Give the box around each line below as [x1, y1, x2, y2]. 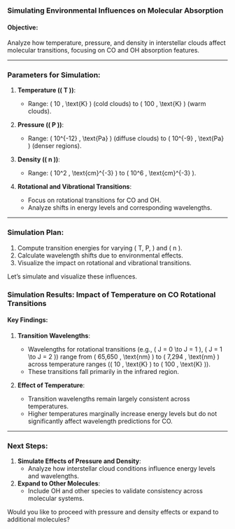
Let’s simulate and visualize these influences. [7, 272, 138, 281]
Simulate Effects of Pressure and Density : [17, 457, 141, 465]
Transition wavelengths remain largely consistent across [27, 394, 190, 403]
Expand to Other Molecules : [17, 479, 101, 488]
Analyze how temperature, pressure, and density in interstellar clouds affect [7, 39, 226, 47]
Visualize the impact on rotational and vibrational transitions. [17, 258, 192, 267]
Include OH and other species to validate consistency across [27, 487, 203, 495]
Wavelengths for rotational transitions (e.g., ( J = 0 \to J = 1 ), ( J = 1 [27, 344, 222, 353]
